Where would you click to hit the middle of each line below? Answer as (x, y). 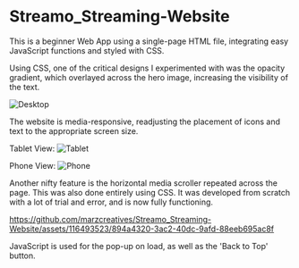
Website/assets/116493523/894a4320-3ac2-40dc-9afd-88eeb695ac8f (142, 229)
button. (22, 255)
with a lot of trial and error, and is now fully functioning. (111, 202)
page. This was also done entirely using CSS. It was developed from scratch (150, 192)
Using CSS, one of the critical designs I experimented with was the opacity (147, 68)
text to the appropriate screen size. (74, 130)
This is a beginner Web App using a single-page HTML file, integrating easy (149, 41)
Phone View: (33, 165)
